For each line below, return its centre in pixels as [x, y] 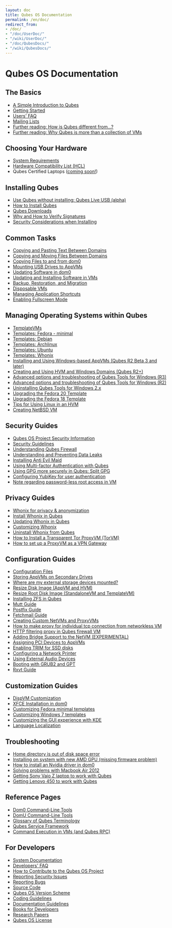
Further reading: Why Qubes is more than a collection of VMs [77, 132]
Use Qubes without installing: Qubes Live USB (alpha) [69, 200]
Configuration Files [33, 572]
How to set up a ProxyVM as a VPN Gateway [60, 543]
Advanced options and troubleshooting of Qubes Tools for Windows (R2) [90, 382]
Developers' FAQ [30, 865]
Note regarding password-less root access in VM [64, 482]
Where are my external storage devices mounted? [66, 583]
